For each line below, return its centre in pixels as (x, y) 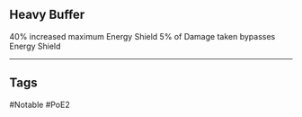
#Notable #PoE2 (40, 104)
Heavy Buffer (47, 15)
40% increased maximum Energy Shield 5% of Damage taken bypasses (142, 36)
